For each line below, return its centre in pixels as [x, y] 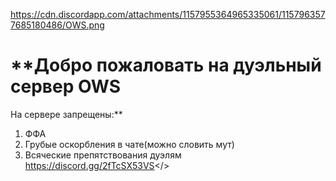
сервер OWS [66, 86]
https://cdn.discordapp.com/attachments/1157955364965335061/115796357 [168, 14]
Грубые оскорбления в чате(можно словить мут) [129, 144]
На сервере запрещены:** [66, 114]
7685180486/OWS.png [57, 25]
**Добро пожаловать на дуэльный [166, 65]
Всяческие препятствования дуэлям [103, 155]
